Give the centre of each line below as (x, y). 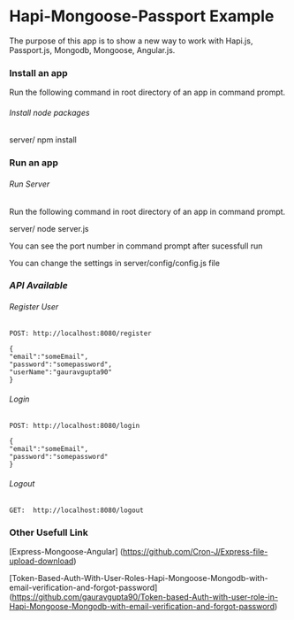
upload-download (41, 561)
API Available (38, 286)
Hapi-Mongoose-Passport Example (142, 16)
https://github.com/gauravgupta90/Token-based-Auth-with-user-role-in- (145, 597)
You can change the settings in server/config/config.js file (115, 263)
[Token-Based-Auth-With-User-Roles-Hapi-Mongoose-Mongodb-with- (139, 578)
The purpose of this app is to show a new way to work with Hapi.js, (131, 41)
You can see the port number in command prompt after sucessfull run (136, 246)
